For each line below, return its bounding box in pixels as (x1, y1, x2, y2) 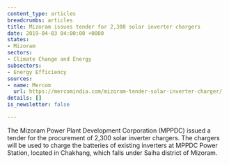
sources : (7, 75, 33, 82)
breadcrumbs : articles (7, 17, 73, 24)
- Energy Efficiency (7, 68, 68, 75)
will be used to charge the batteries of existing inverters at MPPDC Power (7, 141, 218, 149)
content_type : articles (7, 10, 77, 17)
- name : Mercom (7, 82, 52, 89)
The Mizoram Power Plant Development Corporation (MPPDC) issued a (7, 126, 211, 135)
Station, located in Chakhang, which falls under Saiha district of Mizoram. (7, 148, 218, 157)
